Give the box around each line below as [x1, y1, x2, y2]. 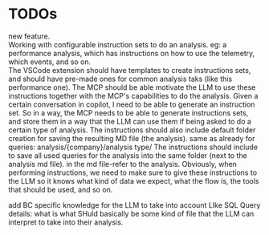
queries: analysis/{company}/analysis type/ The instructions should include [8, 142, 259, 152]
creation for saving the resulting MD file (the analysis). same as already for [8, 133, 255, 143]
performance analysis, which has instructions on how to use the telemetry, [8, 48, 255, 58]
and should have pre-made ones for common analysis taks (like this [8, 74, 233, 83]
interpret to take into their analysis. [8, 217, 124, 227]
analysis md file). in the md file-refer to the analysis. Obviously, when [8, 159, 237, 168]
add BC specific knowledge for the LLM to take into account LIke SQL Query [8, 200, 261, 209]
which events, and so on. [8, 57, 92, 67]
